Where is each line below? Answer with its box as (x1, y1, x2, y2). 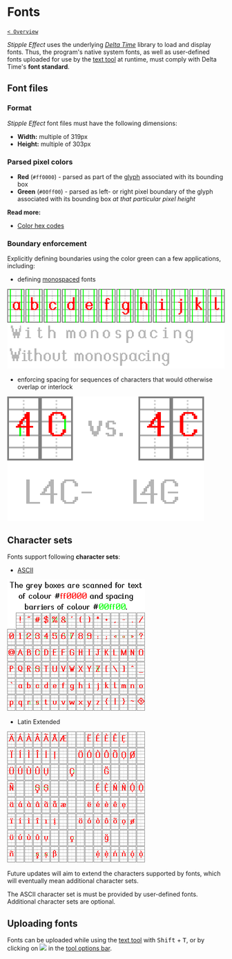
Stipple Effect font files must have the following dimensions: (7, 119, 177, 127)
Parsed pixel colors (7, 157, 73, 167)
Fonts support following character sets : (7, 552, 121, 561)
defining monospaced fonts (17, 275, 96, 283)
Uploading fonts (7, 918, 78, 929)
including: (7, 262, 36, 270)
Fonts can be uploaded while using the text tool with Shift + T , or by (7, 936, 205, 944)
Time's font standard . (7, 62, 70, 71)
